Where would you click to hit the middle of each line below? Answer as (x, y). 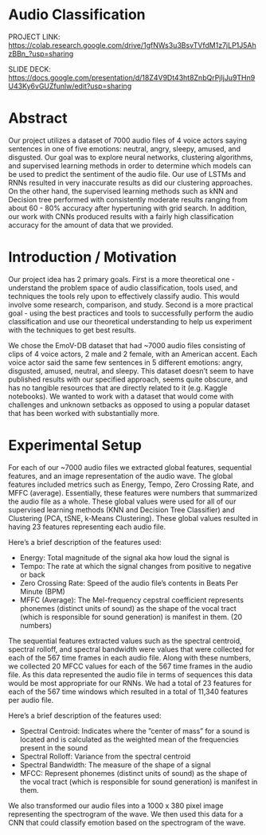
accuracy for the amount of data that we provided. (91, 225)
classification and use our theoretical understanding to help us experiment (130, 321)
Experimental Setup (75, 445)
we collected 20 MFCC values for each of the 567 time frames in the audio (131, 666)
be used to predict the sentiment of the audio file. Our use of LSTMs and (127, 174)
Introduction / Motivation (92, 257)
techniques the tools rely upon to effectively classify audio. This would (124, 296)
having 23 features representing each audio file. (87, 527)
